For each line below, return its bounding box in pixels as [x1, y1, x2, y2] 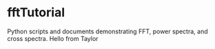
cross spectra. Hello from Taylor [7, 34, 99, 42]
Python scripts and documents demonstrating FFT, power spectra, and [7, 27, 208, 35]
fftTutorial [7, 5, 65, 20]
